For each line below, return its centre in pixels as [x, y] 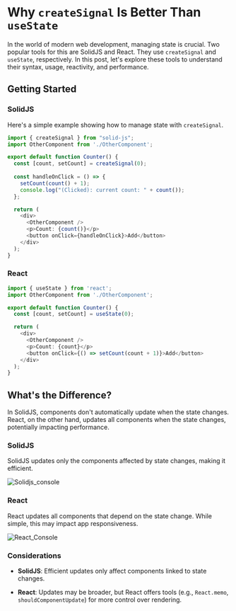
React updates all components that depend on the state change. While [110, 516]
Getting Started [42, 89]
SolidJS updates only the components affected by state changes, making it [117, 461]
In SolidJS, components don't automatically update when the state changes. [118, 412]
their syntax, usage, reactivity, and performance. [78, 67]
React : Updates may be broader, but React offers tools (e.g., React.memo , [123, 592]
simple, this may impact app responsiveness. [73, 523]
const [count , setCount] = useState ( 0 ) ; [74, 314]
